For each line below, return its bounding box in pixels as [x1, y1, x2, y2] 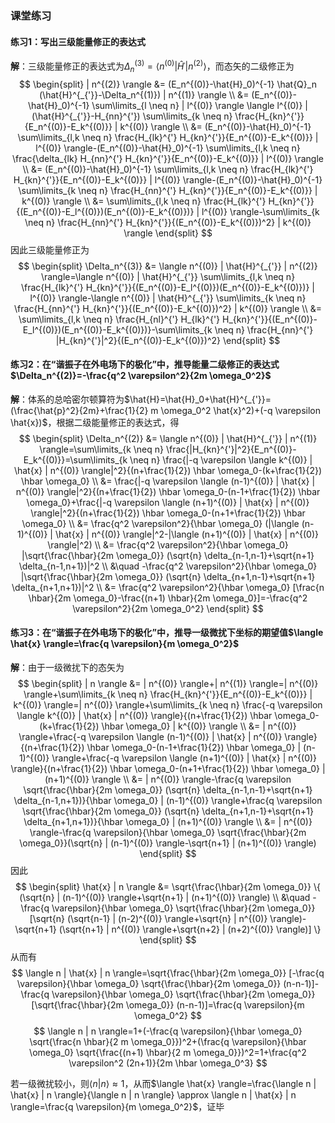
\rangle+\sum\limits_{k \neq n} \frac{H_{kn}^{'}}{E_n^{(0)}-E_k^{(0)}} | [23, 688, 313, 700]
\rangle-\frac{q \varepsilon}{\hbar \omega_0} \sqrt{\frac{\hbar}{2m [29, 826, 307, 838]
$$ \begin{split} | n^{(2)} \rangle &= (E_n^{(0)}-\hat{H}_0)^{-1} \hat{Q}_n [19, 78, 317, 90]
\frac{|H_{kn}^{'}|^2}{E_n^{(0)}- [165, 443, 297, 455]
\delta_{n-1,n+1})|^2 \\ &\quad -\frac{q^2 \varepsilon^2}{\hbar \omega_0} [18, 560, 318, 572]
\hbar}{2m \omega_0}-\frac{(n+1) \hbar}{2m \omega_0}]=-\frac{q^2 [28, 592, 308, 604]
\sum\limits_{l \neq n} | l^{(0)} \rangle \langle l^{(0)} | [91, 99, 309, 111]
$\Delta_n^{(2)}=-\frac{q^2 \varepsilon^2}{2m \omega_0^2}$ [10, 370, 272, 382]
